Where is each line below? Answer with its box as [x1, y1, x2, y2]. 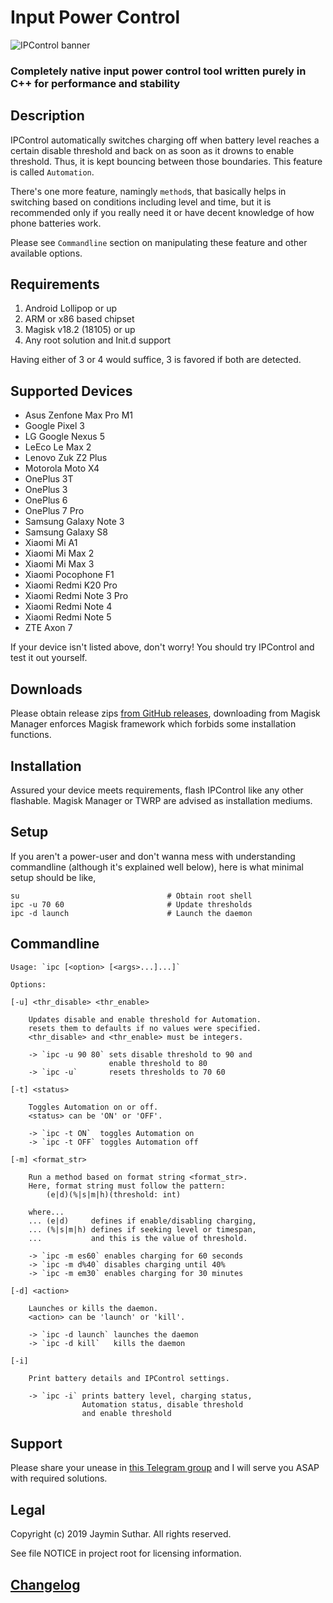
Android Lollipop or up [24, 302, 118, 315]
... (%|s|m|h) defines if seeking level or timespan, [28, 1224, 257, 1235]
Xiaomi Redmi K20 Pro [24, 579, 118, 591]
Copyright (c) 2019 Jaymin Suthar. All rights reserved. [10, 1528, 232, 1540]
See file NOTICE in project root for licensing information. [10, 1547, 242, 1560]
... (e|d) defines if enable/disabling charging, [28, 1216, 257, 1226]
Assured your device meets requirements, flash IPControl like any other [10, 784, 304, 796]
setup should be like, [10, 871, 97, 883]
